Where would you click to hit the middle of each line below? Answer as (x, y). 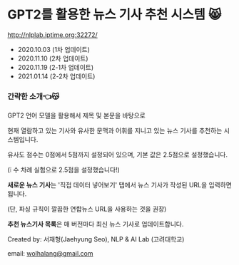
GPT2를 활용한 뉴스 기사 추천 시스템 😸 (115, 15)
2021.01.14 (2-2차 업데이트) (56, 76)
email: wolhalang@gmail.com (50, 254)
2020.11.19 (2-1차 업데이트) (56, 67)
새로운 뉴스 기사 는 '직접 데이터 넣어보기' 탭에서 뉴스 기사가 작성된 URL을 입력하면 (119, 185)
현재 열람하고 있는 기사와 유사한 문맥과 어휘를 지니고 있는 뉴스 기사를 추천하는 (115, 131)
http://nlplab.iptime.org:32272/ (52, 35)
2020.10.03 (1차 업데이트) (54, 49)
